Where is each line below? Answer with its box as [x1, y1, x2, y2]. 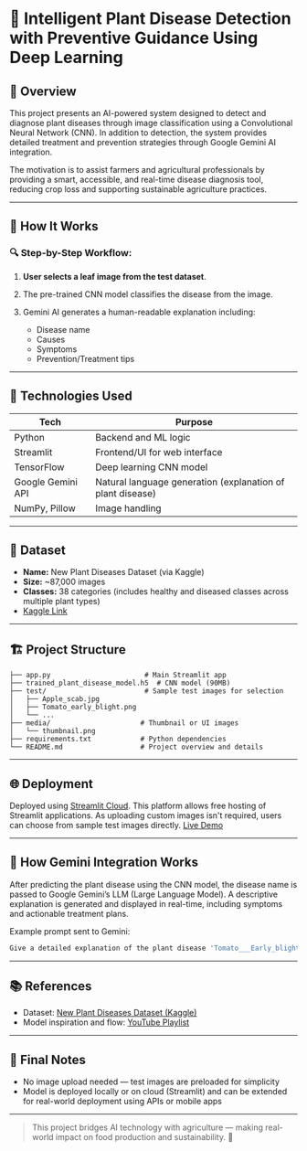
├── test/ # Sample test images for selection [9, 687, 284, 696]
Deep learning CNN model [95, 461, 208, 474]
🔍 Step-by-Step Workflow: [9, 247, 132, 260]
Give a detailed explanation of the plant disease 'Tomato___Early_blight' [9, 943, 304, 953]
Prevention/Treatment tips [36, 353, 135, 364]
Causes [36, 334, 66, 345]
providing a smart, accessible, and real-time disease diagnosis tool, [9, 174, 264, 185]
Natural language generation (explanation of [95, 475, 285, 488]
